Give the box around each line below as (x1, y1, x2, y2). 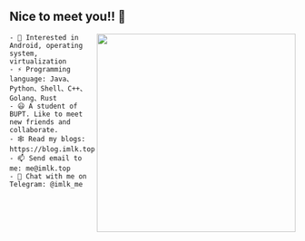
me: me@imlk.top (9, 164, 71, 173)
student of (36, 101, 78, 111)
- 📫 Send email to (9, 153, 83, 163)
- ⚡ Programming (9, 64, 71, 73)
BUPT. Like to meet (9, 110, 84, 119)
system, (9, 49, 39, 58)
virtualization (9, 56, 67, 66)
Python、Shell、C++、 (9, 83, 87, 93)
